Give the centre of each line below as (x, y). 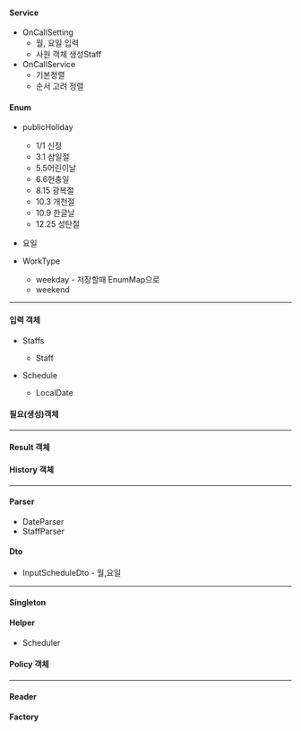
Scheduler (41, 642)
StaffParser (43, 531)
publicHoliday (47, 127)
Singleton (28, 602)
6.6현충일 (52, 179)
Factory (24, 717)
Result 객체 (30, 448)
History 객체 (32, 470)
